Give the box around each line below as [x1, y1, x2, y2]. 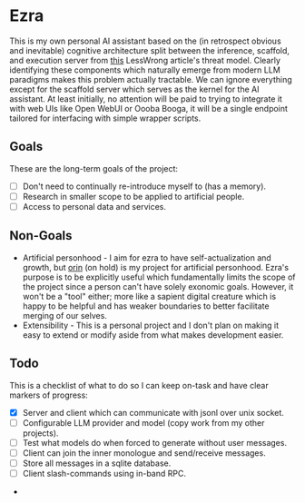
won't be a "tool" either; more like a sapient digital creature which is [22, 291, 277, 301]
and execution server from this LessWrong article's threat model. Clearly [9, 54, 281, 65]
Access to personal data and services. [22, 201, 166, 212]
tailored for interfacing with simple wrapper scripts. [9, 113, 202, 123]
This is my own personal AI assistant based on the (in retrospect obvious [9, 35, 281, 46]
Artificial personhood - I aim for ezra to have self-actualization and [22, 251, 272, 263]
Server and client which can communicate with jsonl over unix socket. [22, 407, 284, 418]
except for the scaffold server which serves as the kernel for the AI [9, 84, 260, 94]
